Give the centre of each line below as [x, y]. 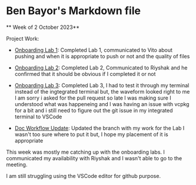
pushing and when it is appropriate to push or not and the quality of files [102, 56]
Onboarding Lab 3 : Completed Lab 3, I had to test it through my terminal [102, 85]
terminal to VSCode [38, 117]
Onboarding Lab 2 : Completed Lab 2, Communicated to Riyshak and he [101, 67]
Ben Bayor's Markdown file [74, 11]
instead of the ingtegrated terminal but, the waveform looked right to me [102, 91]
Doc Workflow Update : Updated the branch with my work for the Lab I [99, 128]
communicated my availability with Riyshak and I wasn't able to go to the [94, 158]
